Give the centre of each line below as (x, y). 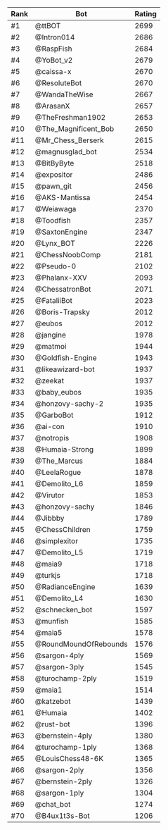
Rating (146, 14)
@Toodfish (53, 220)
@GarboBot (54, 415)
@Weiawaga (56, 209)
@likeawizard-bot (65, 369)
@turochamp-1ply (66, 747)
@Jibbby (50, 518)
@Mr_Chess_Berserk (69, 140)
